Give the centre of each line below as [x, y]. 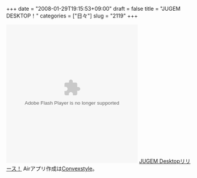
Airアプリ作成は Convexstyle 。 [60, 168]
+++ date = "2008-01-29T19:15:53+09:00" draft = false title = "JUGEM [94, 9]
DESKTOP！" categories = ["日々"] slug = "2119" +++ [72, 16]
